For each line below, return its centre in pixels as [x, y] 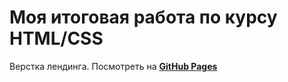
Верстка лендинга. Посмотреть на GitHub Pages [113, 66]
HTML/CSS [56, 38]
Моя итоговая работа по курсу [143, 17]
